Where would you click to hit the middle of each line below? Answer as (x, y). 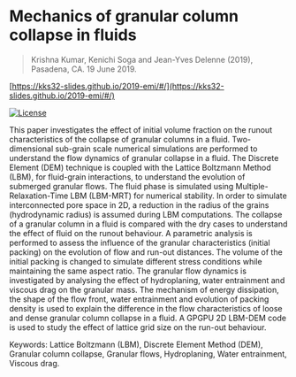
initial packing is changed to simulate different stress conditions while (136, 261)
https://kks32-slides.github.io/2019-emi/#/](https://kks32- (118, 86)
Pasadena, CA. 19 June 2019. (83, 69)
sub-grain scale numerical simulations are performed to (156, 149)
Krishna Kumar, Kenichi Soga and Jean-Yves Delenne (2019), (142, 59)
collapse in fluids (73, 35)
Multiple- (252, 186)
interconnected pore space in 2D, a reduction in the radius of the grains (139, 204)
